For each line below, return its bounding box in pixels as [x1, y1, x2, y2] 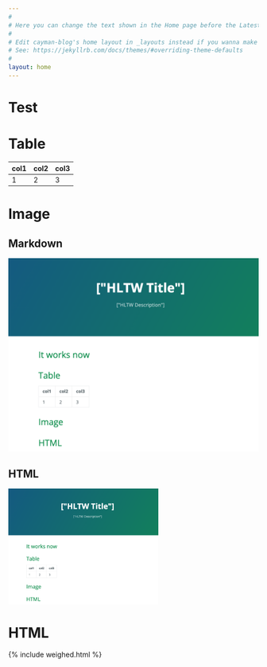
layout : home [8, 64, 52, 72]
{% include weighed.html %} [8, 649, 103, 660]
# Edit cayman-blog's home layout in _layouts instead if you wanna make [8, 38, 258, 46]
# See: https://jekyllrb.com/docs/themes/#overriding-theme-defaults [8, 46, 244, 55]
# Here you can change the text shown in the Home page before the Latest [8, 21, 261, 29]
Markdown [8, 236, 64, 250]
